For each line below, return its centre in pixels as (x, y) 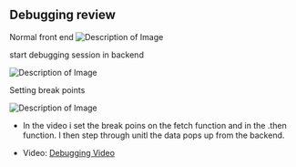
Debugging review (63, 15)
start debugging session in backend (77, 55)
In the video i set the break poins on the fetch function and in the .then (154, 125)
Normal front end (42, 37)
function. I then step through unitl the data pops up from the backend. (153, 135)
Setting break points (47, 89)
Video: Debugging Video (69, 152)
